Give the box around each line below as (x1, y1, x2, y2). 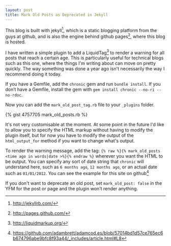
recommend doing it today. (5, 71, 62, 77)
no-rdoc (5, 93, 22, 98)
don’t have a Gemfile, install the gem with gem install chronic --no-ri (5, 86, 155, 92)
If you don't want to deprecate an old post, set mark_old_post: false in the (5, 180, 162, 186)
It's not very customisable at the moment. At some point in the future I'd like (5, 121, 164, 128)
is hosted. (5, 39, 26, 45)
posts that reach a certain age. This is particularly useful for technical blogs (5, 55, 164, 61)
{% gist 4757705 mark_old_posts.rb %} (5, 112, 88, 118)
